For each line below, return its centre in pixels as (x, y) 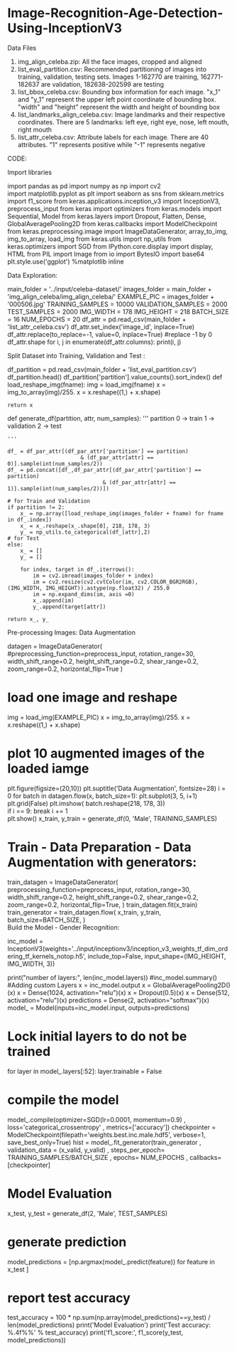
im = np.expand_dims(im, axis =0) (84, 594)
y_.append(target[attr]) (70, 607)
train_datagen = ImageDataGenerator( (63, 882)
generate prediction (67, 1242)
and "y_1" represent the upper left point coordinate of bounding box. (117, 99)
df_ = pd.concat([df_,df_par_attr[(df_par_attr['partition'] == (104, 470)
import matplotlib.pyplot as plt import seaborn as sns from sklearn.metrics (116, 193)
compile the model (63, 1100)
